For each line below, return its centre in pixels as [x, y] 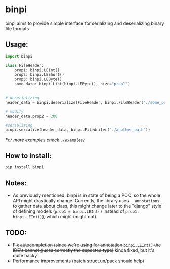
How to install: [28, 155]
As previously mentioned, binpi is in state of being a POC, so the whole [87, 195]
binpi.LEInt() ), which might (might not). [55, 216]
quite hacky [25, 255]
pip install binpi [25, 167]
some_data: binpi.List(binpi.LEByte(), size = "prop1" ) [72, 84]
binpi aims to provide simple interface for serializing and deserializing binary [85, 23]
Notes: [16, 183]
